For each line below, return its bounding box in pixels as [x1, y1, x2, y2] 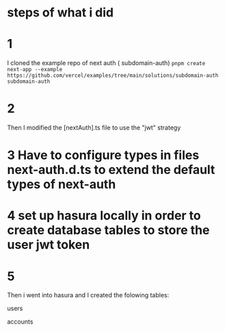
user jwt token [7, 237, 90, 253]
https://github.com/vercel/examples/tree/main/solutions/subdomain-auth [7, 72, 219, 79]
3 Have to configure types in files [7, 147, 200, 163]
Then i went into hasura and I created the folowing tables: [7, 291, 170, 299]
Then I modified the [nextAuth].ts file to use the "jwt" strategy [7, 123, 181, 132]
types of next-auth [7, 177, 116, 193]
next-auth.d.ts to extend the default [7, 162, 215, 177]
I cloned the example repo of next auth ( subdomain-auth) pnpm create [7, 59, 206, 67]
